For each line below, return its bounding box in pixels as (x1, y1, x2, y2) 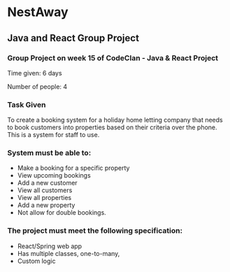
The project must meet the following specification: (7, 226, 183, 236)
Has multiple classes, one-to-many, (17, 249, 120, 257)
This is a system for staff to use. (7, 131, 100, 139)
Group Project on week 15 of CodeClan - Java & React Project (7, 53, 219, 63)
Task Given (7, 99, 46, 109)
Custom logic (17, 257, 56, 265)
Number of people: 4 (7, 82, 68, 91)
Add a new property (17, 201, 76, 210)
